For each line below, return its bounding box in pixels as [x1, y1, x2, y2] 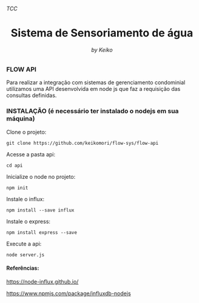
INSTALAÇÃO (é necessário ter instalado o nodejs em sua [6, 107, 179, 115]
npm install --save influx [6, 207, 75, 213]
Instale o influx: [6, 195, 44, 202]
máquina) [6, 115, 35, 123]
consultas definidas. [6, 92, 57, 99]
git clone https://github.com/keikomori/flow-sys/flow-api [6, 140, 159, 146]
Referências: [6, 264, 39, 272]
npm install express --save [6, 229, 78, 236]
